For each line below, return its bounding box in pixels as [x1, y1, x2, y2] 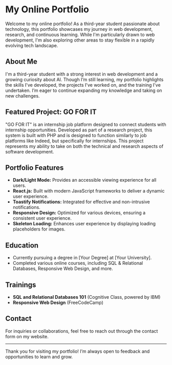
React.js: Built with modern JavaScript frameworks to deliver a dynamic [12, 188, 165, 194]
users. [12, 182, 27, 188]
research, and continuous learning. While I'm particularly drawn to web [5, 31, 155, 37]
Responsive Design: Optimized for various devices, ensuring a [12, 209, 146, 216]
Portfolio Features [5, 163, 64, 172]
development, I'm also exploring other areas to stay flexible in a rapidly [5, 37, 155, 43]
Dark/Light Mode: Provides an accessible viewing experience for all [12, 177, 157, 183]
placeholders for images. [12, 226, 66, 232]
